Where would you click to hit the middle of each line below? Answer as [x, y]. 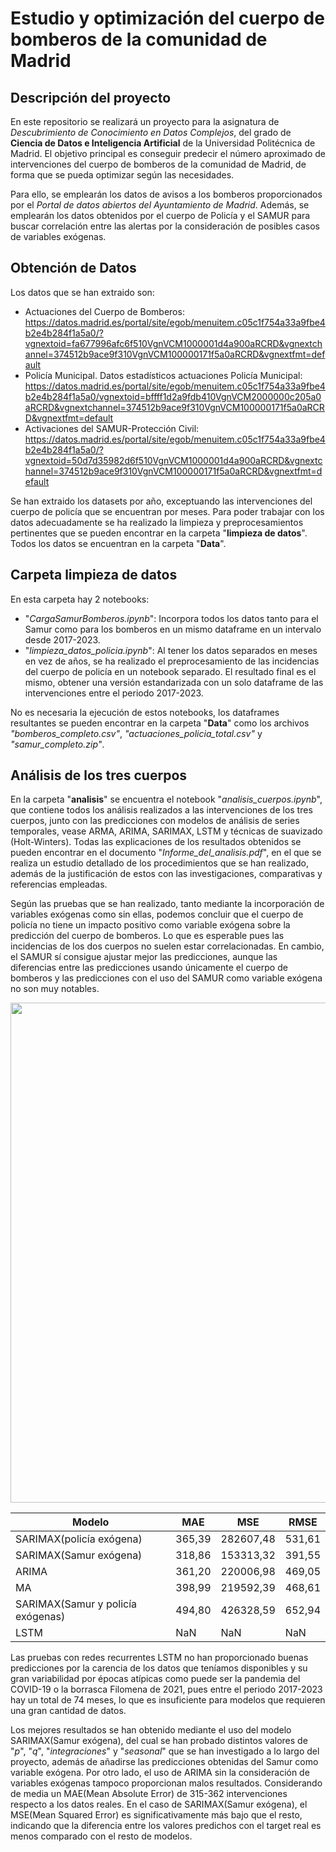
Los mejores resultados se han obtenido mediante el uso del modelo [151, 1730]
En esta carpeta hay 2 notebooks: [80, 599]
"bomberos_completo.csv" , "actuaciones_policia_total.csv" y [136, 733]
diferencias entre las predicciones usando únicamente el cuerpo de [149, 968]
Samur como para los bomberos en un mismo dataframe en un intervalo [173, 629]
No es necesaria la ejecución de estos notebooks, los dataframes [145, 712]
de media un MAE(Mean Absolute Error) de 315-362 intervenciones [149, 1794]
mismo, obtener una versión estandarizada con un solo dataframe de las [174, 682]
